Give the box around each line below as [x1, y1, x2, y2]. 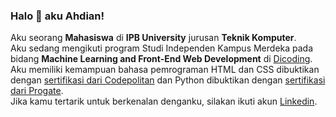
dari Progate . [10, 85, 64, 97]
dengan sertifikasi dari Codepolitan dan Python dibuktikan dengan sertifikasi [10, 74, 326, 86]
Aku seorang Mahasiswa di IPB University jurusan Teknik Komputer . [10, 32, 297, 44]
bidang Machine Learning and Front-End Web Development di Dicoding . [10, 53, 313, 65]
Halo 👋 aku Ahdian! [10, 9, 105, 23]
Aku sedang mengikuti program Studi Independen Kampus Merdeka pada [10, 42, 314, 54]
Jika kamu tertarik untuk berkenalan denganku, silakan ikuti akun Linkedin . [10, 95, 318, 108]
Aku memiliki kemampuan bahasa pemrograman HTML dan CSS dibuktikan [10, 64, 320, 76]
